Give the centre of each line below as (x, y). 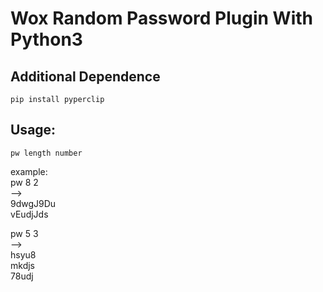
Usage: (33, 130)
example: (29, 171)
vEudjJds (29, 214)
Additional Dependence (85, 76)
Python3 (46, 39)
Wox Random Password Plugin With (161, 18)
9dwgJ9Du (33, 203)
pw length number (46, 153)
